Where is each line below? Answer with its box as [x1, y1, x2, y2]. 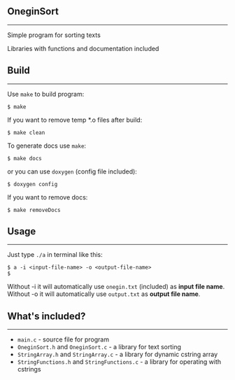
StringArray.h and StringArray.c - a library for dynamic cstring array [17, 350, 218, 359]
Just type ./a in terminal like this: [7, 251, 103, 259]
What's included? [7, 310, 86, 322]
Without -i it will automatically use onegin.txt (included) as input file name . [7, 283, 225, 291]
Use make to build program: [7, 90, 85, 98]
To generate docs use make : [7, 141, 86, 150]
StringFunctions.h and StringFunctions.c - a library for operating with [17, 358, 222, 366]
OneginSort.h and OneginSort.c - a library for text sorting [17, 343, 182, 351]
